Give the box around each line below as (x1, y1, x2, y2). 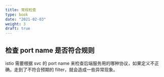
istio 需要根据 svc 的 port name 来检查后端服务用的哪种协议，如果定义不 (5, 60, 155, 66)
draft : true (5, 26, 30, 31)
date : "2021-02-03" (5, 17, 46, 22)
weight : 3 (5, 21, 26, 27)
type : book (5, 12, 28, 17)
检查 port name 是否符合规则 (5, 46, 95, 54)
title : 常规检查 (5, 7, 36, 13)
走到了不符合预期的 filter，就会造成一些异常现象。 (14, 66, 118, 72)
